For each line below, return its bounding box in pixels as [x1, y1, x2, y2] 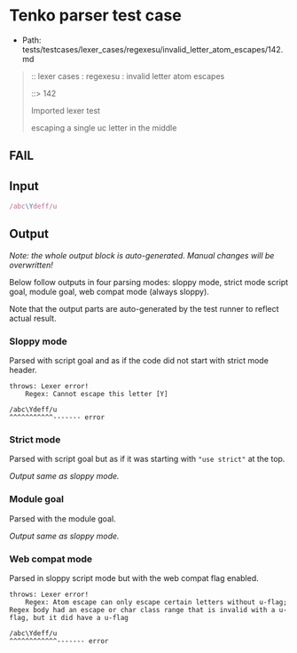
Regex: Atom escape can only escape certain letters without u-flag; [25, 598, 288, 607]
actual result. [9, 313, 57, 323]
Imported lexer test [30, 105, 100, 115]
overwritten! [9, 259, 53, 270]
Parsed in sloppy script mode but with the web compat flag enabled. [9, 573, 259, 584]
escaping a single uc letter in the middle [30, 122, 177, 133]
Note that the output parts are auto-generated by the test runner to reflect [9, 303, 279, 314]
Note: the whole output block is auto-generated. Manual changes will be [9, 250, 275, 260]
